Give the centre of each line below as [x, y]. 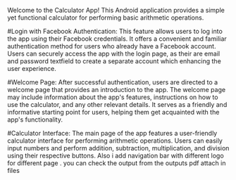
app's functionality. [35, 120]
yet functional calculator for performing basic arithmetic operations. [106, 18]
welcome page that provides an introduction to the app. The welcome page [117, 90]
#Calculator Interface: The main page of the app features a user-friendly [112, 133]
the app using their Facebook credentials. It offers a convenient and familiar [117, 39]
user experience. [32, 69]
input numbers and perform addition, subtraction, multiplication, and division [118, 148]
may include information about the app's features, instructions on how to [113, 97]
